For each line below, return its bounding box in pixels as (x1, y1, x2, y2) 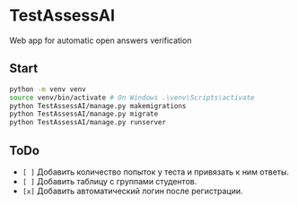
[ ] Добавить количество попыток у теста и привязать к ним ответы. (22, 167, 290, 177)
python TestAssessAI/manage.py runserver (9, 118, 167, 127)
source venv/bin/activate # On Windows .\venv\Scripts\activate (9, 93, 255, 102)
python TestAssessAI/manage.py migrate (9, 109, 159, 119)
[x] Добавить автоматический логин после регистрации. (22, 185, 243, 196)
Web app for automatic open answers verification (9, 35, 192, 46)
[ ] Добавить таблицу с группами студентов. (22, 175, 197, 186)
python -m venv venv (9, 84, 87, 94)
